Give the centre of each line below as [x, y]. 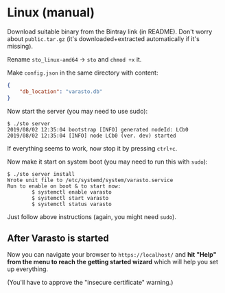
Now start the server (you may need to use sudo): [78, 111]
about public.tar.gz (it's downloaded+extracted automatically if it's [104, 38]
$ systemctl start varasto [70, 198]
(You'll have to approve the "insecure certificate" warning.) [90, 283]
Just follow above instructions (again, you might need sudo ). [92, 216]
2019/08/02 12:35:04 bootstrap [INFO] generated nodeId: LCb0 [98, 129]
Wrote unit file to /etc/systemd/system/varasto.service [90, 180]
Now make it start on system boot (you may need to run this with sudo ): [107, 162]
